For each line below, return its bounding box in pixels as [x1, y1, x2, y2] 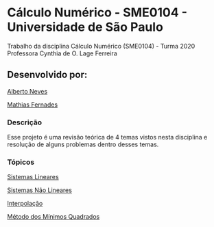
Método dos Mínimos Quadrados [7, 213, 100, 221]
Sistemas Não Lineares [7, 186, 72, 194]
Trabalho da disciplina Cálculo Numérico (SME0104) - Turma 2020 [7, 42, 195, 50]
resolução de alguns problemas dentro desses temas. [7, 140, 159, 148]
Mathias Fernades [7, 101, 58, 109]
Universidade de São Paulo [7, 19, 163, 35]
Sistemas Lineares [7, 173, 60, 181]
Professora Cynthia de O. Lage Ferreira [7, 49, 118, 57]
